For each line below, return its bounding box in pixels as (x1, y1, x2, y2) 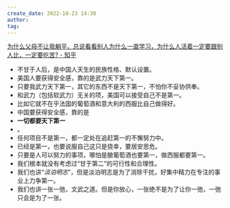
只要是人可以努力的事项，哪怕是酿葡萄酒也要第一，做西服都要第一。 (16, 151, 209, 159)
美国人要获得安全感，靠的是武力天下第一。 (16, 74, 138, 82)
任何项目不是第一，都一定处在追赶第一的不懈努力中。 (16, 134, 168, 142)
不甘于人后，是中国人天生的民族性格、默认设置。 (16, 66, 155, 74)
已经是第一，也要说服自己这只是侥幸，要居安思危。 (16, 142, 162, 151)
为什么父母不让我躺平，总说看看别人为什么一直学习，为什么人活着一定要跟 (7, 42, 217, 51)
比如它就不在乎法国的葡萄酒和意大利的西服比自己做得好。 (16, 100, 179, 108)
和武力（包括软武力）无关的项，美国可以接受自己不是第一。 (16, 91, 186, 99)
